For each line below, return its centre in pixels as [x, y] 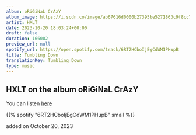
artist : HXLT [22, 22]
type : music [20, 66]
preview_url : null [28, 44]
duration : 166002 [27, 39]
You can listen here [29, 103]
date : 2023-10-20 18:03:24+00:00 [47, 28]
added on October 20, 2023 [40, 126]
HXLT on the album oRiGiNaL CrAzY [72, 89]
